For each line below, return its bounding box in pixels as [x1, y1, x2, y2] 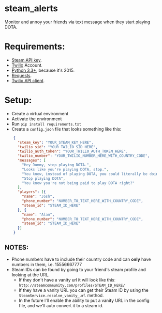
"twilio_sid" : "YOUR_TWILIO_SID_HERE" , [17, 144, 98, 149]
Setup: [4, 95, 32, 106]
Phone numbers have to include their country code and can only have [11, 256, 151, 262]
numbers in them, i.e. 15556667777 [11, 261, 82, 267]
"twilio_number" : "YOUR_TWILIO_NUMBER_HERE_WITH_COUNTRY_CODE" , [17, 154, 150, 158]
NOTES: [4, 243, 29, 252]
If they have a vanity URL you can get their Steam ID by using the [18, 287, 148, 293]
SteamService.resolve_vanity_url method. [18, 292, 104, 298]
